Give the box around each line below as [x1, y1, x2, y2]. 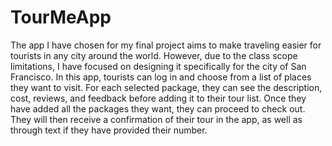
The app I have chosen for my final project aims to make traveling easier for [10, 39, 322, 51]
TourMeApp [10, 6, 112, 29]
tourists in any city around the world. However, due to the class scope [10, 49, 298, 61]
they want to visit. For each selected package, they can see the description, [10, 81, 323, 93]
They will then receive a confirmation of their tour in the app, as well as [10, 113, 303, 125]
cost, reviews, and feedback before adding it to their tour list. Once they [10, 92, 307, 104]
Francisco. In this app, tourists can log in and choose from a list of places [10, 71, 312, 83]
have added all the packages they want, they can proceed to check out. [10, 102, 306, 115]
